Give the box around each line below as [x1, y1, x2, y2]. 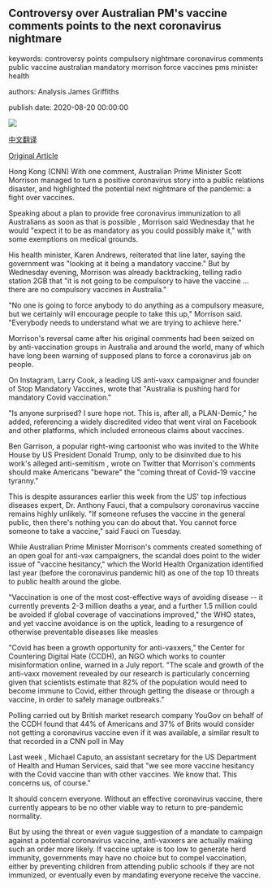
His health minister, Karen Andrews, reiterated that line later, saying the [8, 250, 246, 260]
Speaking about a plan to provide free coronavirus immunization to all [8, 208, 241, 218]
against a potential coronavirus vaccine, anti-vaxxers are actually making [8, 835, 253, 845]
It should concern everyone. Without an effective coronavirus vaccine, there [8, 794, 264, 803]
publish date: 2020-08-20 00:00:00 [8, 102, 128, 112]
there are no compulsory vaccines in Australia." [8, 284, 167, 294]
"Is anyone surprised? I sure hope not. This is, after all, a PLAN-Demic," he [8, 408, 257, 418]
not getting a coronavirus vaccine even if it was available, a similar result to [8, 728, 260, 737]
